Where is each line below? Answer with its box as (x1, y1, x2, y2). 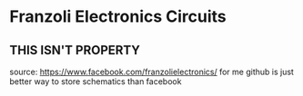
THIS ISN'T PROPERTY (9, 43, 141, 58)
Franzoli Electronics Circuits (9, 6, 227, 27)
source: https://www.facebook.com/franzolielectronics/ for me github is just (9, 66, 294, 77)
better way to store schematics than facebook (9, 76, 182, 87)
